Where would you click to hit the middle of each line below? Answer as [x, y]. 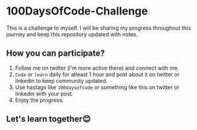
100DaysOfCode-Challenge [77, 11]
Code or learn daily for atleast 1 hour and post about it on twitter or [97, 74]
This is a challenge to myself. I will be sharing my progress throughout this [99, 28]
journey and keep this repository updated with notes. [72, 34]
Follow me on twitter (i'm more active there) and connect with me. [97, 68]
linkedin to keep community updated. [61, 80]
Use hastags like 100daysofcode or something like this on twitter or [97, 87]
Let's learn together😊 [49, 119]
